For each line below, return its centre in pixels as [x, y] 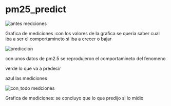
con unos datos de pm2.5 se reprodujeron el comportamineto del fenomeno [85, 58]
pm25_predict [36, 9]
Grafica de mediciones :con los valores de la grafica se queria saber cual [83, 33]
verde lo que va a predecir [33, 68]
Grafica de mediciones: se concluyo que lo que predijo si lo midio [74, 98]
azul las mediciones [26, 78]
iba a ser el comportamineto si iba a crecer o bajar [59, 39]
